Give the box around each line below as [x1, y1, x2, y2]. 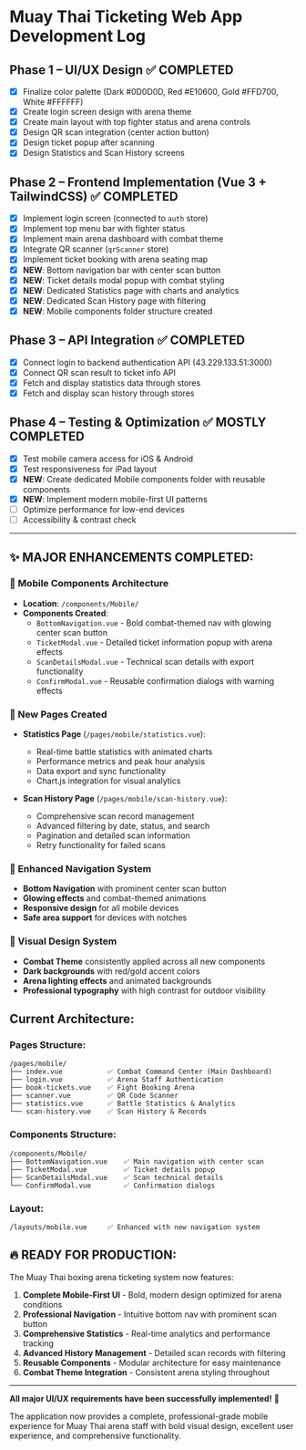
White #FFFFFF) [22, 97, 84, 108]
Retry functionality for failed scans [36, 840, 166, 851]
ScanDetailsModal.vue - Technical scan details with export [36, 656, 255, 667]
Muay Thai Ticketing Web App [9, 6, 243, 27]
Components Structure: [9, 1128, 117, 1141]
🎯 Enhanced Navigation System [9, 862, 152, 875]
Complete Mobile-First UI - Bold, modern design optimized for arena [22, 1289, 282, 1300]
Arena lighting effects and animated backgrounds [22, 975, 212, 986]
